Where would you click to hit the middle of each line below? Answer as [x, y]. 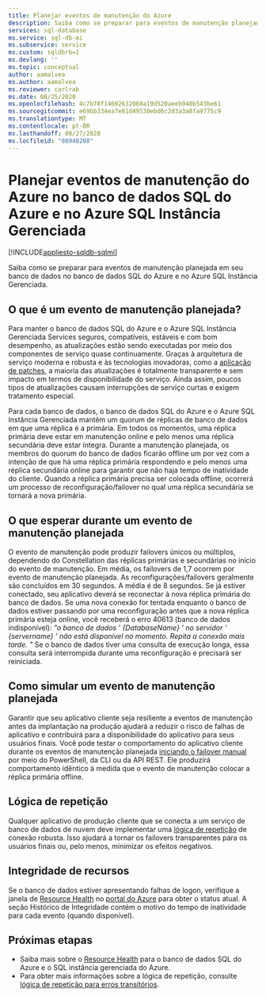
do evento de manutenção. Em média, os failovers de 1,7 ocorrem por [122, 569]
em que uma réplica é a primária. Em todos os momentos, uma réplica [122, 428]
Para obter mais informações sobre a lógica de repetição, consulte [128, 976]
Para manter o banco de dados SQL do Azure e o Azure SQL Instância [122, 329]
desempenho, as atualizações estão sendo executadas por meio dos [120, 346]
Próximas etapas [50, 940]
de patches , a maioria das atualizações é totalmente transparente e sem [126, 371]
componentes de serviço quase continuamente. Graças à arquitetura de [125, 354]
